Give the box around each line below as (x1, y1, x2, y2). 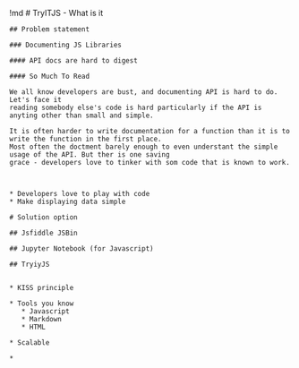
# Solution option (9, 213, 78, 222)
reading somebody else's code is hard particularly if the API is (9, 103, 262, 112)
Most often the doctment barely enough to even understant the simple (9, 142, 278, 151)
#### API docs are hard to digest (9, 56, 139, 65)
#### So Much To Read (9, 72, 90, 81)
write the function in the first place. (9, 134, 163, 143)
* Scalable (9, 338, 50, 347)
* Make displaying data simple (9, 197, 126, 206)
